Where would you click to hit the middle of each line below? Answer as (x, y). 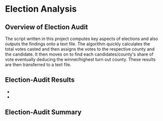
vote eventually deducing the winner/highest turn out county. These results (80, 59)
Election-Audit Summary (43, 112)
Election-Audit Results (40, 80)
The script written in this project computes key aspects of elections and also (81, 39)
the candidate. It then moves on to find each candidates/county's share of (79, 54)
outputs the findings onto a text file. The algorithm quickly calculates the (78, 44)
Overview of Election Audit (47, 27)
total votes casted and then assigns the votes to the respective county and (80, 49)
